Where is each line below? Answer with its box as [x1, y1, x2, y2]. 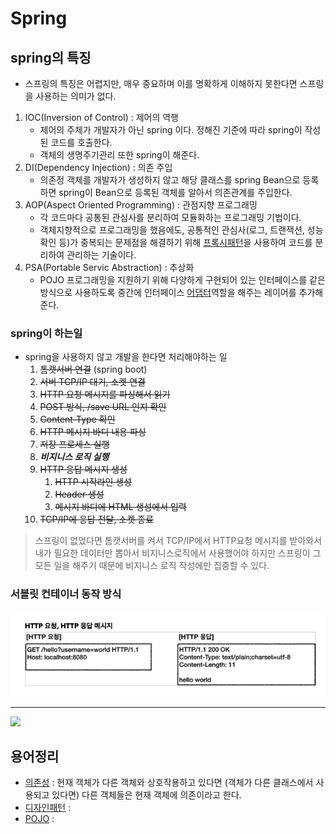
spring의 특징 [10, 49, 92, 66]
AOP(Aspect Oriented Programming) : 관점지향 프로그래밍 [24, 199, 258, 211]
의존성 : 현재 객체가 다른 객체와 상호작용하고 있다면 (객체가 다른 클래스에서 [24, 777, 314, 789]
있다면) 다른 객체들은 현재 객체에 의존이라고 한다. [51, 789, 242, 801]
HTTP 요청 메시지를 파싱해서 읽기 [39, 388, 171, 401]
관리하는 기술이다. [66, 249, 137, 261]
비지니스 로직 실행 [39, 451, 110, 463]
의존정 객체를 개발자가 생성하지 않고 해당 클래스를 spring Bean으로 [39, 174, 301, 186]
